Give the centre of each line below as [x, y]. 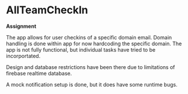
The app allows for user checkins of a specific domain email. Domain [89, 37]
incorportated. [23, 56]
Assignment [21, 26]
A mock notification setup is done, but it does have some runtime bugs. [92, 84]
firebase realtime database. [39, 73]
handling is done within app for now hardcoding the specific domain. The [94, 44]
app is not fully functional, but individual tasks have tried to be [81, 49]
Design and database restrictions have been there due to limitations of [90, 67]
